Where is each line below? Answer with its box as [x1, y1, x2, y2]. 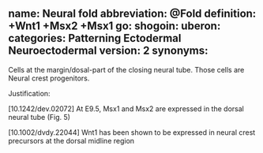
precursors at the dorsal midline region [8, 136, 135, 145]
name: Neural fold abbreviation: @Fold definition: [8, 7, 257, 21]
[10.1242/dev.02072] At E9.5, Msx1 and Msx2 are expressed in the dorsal [8, 103, 245, 114]
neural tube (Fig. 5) [8, 112, 71, 121]
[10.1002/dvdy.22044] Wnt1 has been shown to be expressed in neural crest [8, 127, 256, 137]
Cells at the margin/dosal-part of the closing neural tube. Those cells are [8, 65, 245, 74]
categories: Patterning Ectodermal [8, 32, 182, 45]
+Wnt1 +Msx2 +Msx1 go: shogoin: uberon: [8, 20, 221, 33]
